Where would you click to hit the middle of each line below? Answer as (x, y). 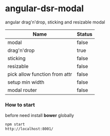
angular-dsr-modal (44, 9)
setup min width (26, 82)
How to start (20, 105)
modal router (22, 90)
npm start (15, 125)
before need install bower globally (40, 115)
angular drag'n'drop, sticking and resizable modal (55, 22)
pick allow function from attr (40, 74)
